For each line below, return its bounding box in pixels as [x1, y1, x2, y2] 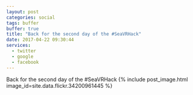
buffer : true [6, 25, 39, 32]
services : [6, 43, 31, 49]
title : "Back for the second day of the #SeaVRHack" [6, 31, 142, 37]
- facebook [11, 59, 39, 65]
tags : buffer [6, 20, 39, 26]
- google [11, 54, 34, 60]
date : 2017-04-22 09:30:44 [6, 37, 74, 43]
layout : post [6, 8, 39, 15]
